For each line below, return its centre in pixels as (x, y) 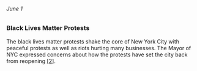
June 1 (15, 9)
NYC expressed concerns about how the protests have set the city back (97, 54)
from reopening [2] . (31, 61)
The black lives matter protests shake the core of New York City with (93, 41)
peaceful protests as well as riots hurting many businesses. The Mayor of (99, 48)
